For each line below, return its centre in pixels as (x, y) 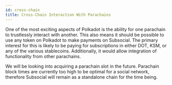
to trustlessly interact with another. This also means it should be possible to (85, 35)
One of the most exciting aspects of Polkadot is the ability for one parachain (85, 29)
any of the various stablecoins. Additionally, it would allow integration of (81, 51)
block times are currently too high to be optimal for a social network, (77, 71)
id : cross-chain (23, 10)
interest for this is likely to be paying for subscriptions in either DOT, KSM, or (86, 45)
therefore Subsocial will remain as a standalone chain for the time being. (81, 77)
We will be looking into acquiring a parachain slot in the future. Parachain (82, 66)
